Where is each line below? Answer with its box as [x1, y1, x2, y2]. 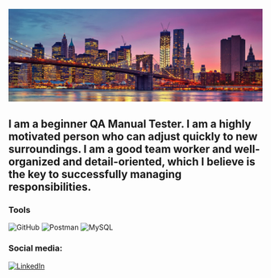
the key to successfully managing [8, 167, 182, 181]
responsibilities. [8, 180, 91, 193]
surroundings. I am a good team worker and [8, 142, 232, 156]
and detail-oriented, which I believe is [62, 155, 256, 168]
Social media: [8, 243, 63, 254]
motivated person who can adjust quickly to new [8, 130, 258, 143]
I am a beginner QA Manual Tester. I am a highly [8, 117, 252, 131]
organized [8, 155, 60, 168]
